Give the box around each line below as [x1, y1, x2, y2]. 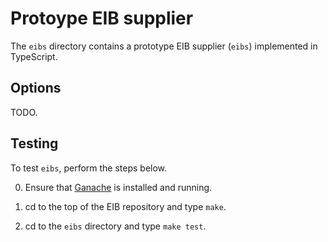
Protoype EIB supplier [10, 7, 194, 30]
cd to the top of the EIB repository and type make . [24, 200, 227, 212]
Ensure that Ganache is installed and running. [24, 181, 213, 193]
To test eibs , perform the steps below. [10, 162, 168, 174]
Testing [10, 135, 59, 152]
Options [10, 80, 62, 97]
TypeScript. [10, 50, 58, 62]
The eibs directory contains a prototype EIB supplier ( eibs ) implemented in [10, 40, 318, 52]
